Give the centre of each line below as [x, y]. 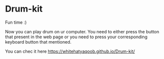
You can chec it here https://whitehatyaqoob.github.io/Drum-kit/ [70, 51]
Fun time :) [16, 22]
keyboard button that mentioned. [38, 42]
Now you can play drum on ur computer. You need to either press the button [82, 31]
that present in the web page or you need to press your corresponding [76, 37]
